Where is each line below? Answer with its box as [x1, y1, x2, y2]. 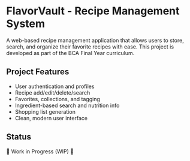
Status [6, 132, 32, 142]
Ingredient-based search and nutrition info [14, 102, 120, 109]
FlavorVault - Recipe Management [6, 4, 180, 18]
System [6, 17, 46, 31]
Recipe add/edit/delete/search [14, 89, 91, 96]
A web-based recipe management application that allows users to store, [6, 37, 184, 44]
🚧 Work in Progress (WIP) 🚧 [6, 148, 74, 155]
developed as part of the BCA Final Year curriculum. [6, 49, 135, 56]
